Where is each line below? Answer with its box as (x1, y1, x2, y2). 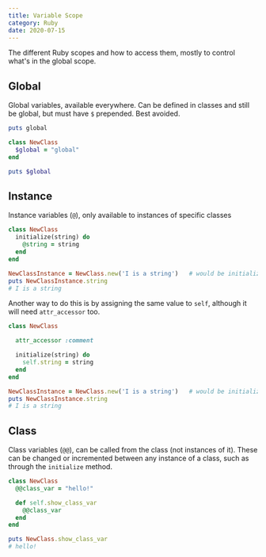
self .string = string (22, 358, 93, 366)
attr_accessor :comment (15, 337, 93, 345)
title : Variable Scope (8, 11, 83, 20)
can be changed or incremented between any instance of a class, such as (8, 453, 249, 464)
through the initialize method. (8, 462, 113, 471)
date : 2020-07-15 (8, 26, 66, 34)
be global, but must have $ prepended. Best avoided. (8, 109, 180, 119)
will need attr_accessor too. (8, 307, 101, 317)
